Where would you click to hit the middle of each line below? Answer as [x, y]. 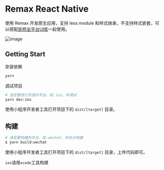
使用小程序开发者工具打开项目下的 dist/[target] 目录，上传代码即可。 [76, 152]
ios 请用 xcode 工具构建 [27, 162]
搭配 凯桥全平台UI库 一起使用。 [39, 29]
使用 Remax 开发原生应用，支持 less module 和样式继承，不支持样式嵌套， [80, 23]
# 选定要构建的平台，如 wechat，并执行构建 [44, 138]
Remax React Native [47, 9]
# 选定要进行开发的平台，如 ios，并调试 [41, 95]
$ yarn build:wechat [26, 142]
